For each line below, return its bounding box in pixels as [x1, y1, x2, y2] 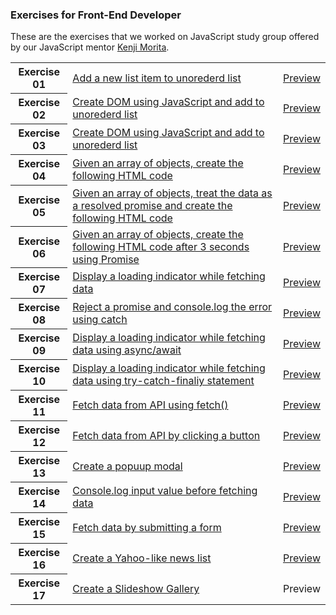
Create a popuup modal [72, 459, 183, 473]
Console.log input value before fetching [72, 484, 258, 498]
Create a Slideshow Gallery [72, 582, 200, 596]
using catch [72, 313, 128, 327]
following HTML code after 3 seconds [72, 239, 250, 253]
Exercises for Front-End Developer [10, 8, 182, 22]
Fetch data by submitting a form [72, 521, 222, 535]
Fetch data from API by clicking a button [72, 429, 261, 443]
